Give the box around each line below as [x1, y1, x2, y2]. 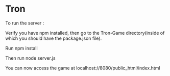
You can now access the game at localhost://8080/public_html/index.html [5, 65, 160, 71]
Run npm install [5, 45, 38, 51]
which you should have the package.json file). [5, 35, 102, 41]
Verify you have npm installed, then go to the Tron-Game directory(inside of [5, 30, 165, 36]
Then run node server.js [5, 55, 56, 61]
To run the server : [5, 20, 44, 26]
